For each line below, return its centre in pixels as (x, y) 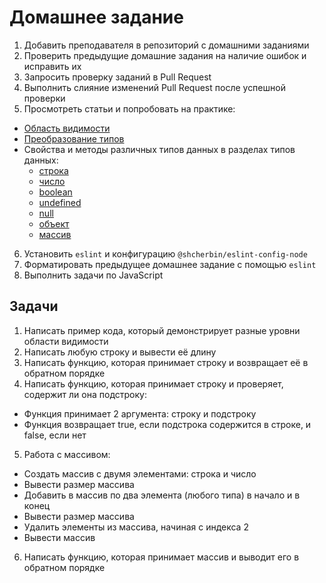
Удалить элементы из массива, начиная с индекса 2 (136, 527)
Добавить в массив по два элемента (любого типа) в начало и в (162, 495)
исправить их (52, 66)
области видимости (66, 341)
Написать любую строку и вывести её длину (120, 352)
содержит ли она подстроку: (85, 394)
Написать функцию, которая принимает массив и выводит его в (161, 557)
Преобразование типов (74, 138)
